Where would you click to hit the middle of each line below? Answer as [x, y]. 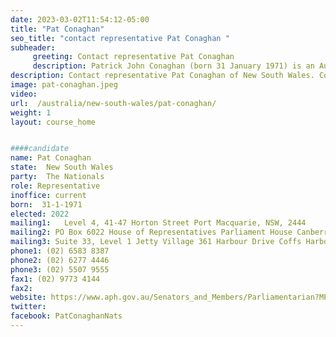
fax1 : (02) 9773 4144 [55, 279]
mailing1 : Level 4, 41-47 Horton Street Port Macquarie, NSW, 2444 [158, 223]
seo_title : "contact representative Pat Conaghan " [120, 38]
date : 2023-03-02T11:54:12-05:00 [80, 19]
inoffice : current [48, 195]
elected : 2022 [40, 214]
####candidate [40, 149]
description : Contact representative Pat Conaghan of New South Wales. [162, 76]
